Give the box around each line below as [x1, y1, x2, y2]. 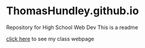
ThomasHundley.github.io [6, 4, 139, 18]
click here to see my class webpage [6, 35, 94, 42]
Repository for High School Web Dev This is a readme [6, 24, 138, 31]
